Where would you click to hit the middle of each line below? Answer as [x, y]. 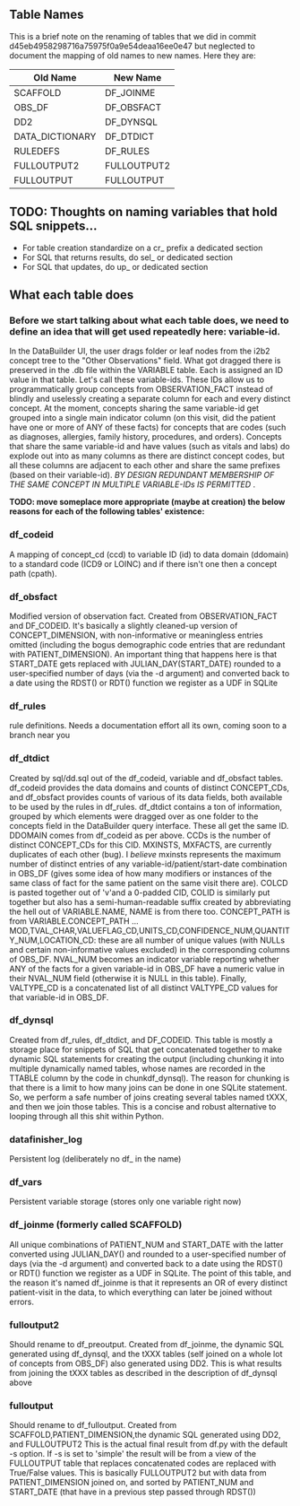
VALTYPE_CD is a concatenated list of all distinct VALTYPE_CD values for [144, 988]
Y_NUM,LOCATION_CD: [53, 940]
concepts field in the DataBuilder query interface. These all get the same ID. [149, 825]
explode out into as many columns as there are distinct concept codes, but [147, 456]
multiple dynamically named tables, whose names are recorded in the [137, 1068]
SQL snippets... [53, 226]
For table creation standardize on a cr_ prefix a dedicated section [142, 248]
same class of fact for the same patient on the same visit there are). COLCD [149, 883]
